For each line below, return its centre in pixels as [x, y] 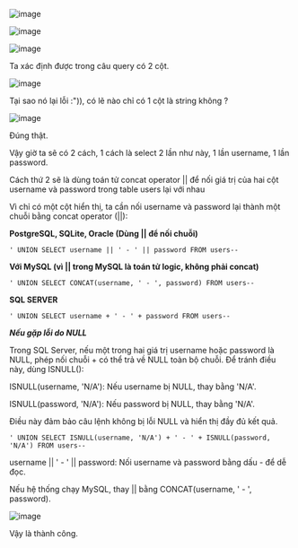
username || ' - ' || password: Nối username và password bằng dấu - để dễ [148, 462]
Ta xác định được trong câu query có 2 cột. [89, 66]
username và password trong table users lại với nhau [107, 189]
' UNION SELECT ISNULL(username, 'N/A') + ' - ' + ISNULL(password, [140, 438]
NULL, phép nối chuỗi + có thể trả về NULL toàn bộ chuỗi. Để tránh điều [143, 360]
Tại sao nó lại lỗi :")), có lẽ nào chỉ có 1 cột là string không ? [119, 100]
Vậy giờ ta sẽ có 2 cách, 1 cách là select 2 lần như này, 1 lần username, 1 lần [149, 153]
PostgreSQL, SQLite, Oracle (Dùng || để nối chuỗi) [104, 234]
